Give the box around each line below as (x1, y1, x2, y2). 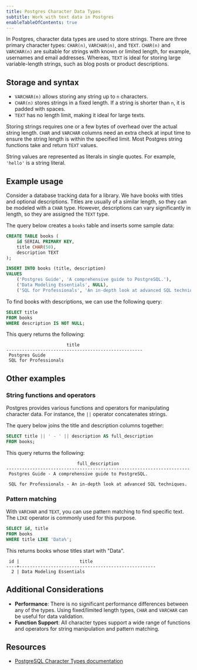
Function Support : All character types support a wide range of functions (14, 619, 191, 626)
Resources (6, 642, 46, 652)
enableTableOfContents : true (6, 19, 77, 25)
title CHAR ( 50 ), (16, 244, 57, 250)
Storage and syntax (6, 77, 79, 87)
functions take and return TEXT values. (6, 142, 98, 149)
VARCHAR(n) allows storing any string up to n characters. (14, 93, 148, 100)
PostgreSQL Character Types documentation (14, 658, 123, 665)
